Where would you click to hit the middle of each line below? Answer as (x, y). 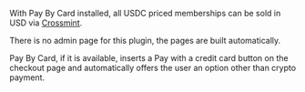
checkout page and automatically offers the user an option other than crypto (153, 68)
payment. (27, 77)
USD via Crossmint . (46, 23)
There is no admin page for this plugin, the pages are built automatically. (145, 41)
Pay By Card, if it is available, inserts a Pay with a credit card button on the (149, 58)
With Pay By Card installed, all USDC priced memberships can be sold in (145, 13)
